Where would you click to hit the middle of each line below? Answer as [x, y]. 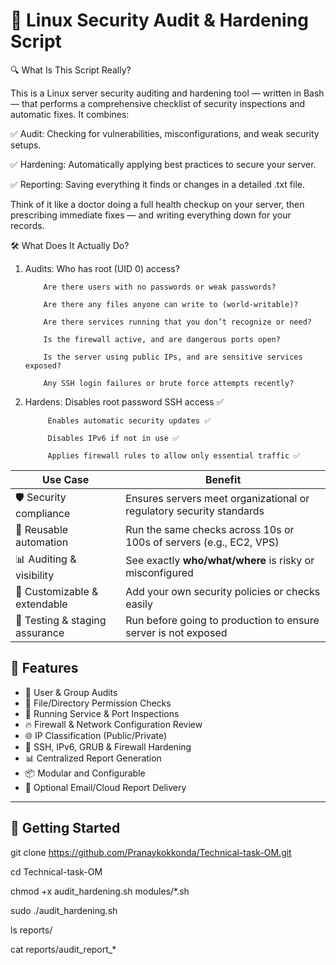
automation [42, 542]
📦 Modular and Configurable [85, 773]
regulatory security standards [195, 511]
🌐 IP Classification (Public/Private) [96, 735]
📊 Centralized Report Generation [93, 758]
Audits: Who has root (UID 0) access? [102, 268]
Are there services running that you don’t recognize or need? [177, 322]
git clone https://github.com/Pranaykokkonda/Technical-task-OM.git [151, 852]
